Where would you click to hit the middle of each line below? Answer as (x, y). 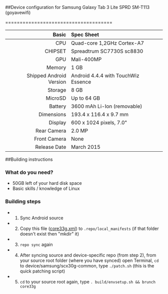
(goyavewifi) (18, 13)
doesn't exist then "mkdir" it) (49, 234)
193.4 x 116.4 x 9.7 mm (100, 114)
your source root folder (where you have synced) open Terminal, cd (89, 260)
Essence (81, 82)
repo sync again (36, 244)
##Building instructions (29, 159)
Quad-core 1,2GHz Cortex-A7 (107, 43)
